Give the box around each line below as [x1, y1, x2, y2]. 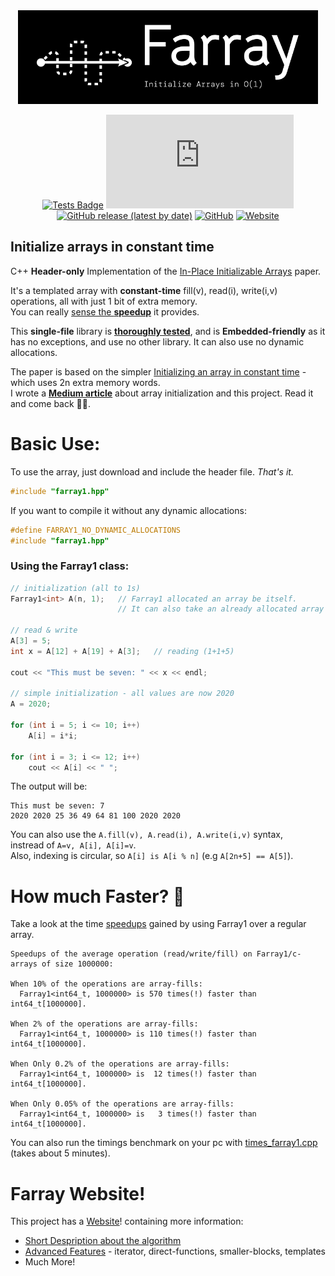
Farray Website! [10, 1182, 146, 1205]
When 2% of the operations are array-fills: [10, 1019, 199, 1029]
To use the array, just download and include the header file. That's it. [10, 465, 294, 478]
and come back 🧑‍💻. [10, 397, 91, 409]
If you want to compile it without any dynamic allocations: [10, 504, 247, 516]
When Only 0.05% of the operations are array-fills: [10, 1099, 235, 1109]
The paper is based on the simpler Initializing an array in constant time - [10, 365, 307, 378]
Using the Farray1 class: [10, 559, 130, 573]
